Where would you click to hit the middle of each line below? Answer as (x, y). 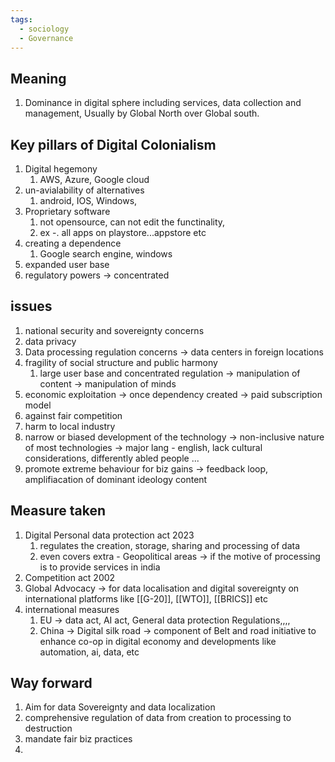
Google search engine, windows (106, 254)
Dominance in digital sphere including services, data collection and (163, 103)
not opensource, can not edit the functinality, (132, 222)
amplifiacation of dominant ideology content (116, 479)
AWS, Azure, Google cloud (94, 179)
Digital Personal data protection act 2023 (109, 535)
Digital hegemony (61, 169)
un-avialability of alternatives (84, 190)
